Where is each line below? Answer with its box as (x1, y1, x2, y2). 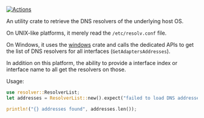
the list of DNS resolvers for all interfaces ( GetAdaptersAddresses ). (6, 47, 171, 55)
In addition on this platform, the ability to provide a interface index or (6, 60, 178, 66)
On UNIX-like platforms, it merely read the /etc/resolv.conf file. (6, 29, 167, 36)
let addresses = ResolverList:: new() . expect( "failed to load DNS (6, 95, 175, 101)
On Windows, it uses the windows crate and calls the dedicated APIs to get (6, 41, 194, 48)
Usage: (6, 78, 24, 85)
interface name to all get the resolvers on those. (6, 66, 126, 73)
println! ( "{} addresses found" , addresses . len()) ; (6, 106, 137, 112)
